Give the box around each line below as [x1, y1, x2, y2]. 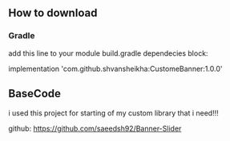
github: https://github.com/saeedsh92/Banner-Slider [8, 123, 182, 133]
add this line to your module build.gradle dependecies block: [8, 48, 208, 58]
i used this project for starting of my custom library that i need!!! [8, 108, 219, 118]
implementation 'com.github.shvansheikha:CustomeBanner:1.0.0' [8, 64, 223, 73]
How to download [8, 6, 98, 20]
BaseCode [8, 87, 62, 100]
